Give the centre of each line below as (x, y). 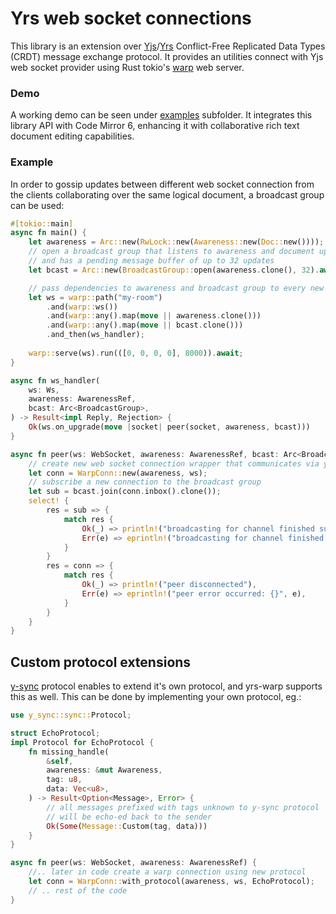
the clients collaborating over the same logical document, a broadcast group (167, 194)
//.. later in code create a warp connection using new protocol (167, 872)
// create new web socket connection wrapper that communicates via (174, 463)
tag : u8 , (64, 780)
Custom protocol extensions (101, 662)
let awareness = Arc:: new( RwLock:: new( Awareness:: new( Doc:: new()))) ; (176, 242)
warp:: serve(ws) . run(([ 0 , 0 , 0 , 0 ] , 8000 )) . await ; (136, 353)
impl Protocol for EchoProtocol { (82, 742)
